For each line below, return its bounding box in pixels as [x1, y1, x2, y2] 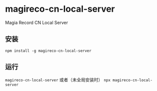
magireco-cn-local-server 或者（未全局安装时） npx [5, 77, 111, 83]
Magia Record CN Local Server [5, 20, 68, 25]
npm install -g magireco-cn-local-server [5, 48, 92, 53]
